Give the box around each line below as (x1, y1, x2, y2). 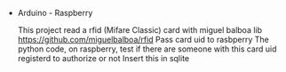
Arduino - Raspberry (17, 8, 93, 18)
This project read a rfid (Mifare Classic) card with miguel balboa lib (17, 25, 263, 35)
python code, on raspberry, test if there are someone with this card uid (17, 44, 277, 54)
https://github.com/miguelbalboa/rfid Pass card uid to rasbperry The (17, 35, 269, 44)
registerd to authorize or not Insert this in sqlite (17, 53, 190, 63)
